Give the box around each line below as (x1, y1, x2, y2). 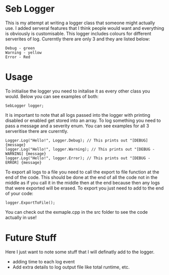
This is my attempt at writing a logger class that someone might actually (5, 20, 155, 26)
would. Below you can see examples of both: (5, 93, 99, 99)
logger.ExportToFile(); (5, 200, 56, 205)
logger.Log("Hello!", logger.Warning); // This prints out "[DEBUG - (5, 147, 155, 152)
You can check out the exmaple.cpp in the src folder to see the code (5, 209, 148, 215)
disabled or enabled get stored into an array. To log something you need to (5, 117, 161, 123)
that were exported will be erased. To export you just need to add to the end (5, 185, 164, 191)
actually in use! (5, 214, 37, 220)
